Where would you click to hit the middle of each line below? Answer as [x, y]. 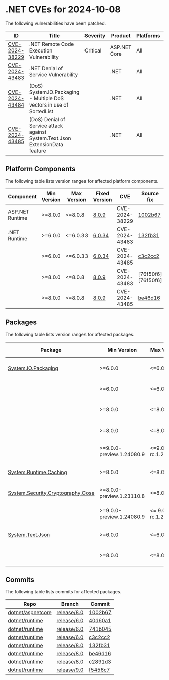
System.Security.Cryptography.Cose [51, 493]
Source [150, 193]
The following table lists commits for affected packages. [63, 592]
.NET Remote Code [52, 44]
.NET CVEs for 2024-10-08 [63, 9]
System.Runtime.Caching [37, 472]
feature [37, 151]
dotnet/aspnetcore [30, 613]
